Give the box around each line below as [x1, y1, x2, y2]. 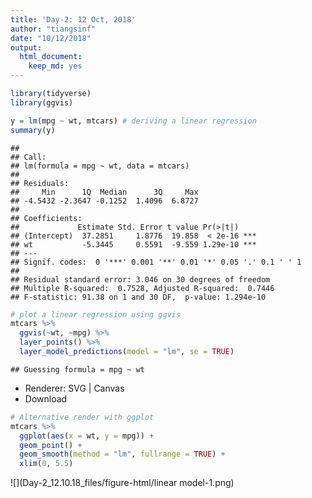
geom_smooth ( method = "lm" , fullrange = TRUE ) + [19, 449, 226, 460]
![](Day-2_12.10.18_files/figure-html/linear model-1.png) [10, 477, 235, 489]
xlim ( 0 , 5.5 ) [19, 459, 74, 469]
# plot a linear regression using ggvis [10, 309, 182, 320]
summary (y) [10, 125, 56, 135]
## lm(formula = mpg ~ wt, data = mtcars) [10, 161, 190, 171]
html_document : [19, 52, 83, 62]
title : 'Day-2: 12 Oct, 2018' [10, 14, 137, 25]
